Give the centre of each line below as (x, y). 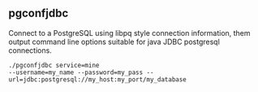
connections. (30, 50)
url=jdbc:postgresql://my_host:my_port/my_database (97, 79)
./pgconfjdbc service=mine (54, 65)
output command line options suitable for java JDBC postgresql (114, 42)
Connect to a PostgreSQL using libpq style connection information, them (129, 33)
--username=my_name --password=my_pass (76, 72)
